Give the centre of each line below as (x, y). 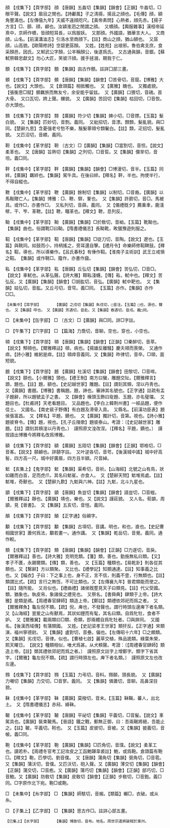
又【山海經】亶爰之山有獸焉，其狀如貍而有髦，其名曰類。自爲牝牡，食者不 (83, 613)
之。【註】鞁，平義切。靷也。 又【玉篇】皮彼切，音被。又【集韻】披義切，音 (85, 728)
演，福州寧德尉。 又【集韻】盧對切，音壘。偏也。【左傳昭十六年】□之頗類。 (84, 632)
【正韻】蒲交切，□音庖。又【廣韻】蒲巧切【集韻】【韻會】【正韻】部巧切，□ (85, 770)
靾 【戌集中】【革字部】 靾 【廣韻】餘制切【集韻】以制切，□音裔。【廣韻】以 (84, 192)
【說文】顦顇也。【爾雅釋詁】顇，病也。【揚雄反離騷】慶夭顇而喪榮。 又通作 (84, 348)
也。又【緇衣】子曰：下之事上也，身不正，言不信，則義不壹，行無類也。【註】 (85, 575)
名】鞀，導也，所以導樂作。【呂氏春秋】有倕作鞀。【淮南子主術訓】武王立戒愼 (85, 252)
